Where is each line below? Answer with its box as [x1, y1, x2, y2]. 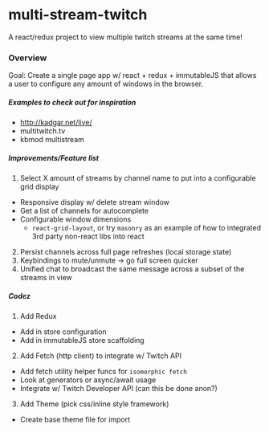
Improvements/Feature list [8, 153, 99, 162]
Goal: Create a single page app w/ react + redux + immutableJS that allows [8, 71, 257, 80]
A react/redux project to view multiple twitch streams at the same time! [8, 32, 243, 42]
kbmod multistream [19, 135, 84, 145]
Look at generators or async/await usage [19, 375, 157, 385]
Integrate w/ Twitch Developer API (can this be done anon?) [19, 384, 218, 393]
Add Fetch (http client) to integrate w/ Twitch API [19, 351, 182, 361]
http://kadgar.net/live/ [19, 118, 92, 128]
